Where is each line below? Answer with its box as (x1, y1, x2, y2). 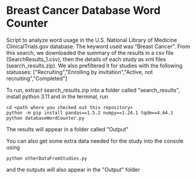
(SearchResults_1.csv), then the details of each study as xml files (6, 55, 167, 63)
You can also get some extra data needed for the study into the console (6, 137, 184, 145)
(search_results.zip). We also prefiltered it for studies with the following (6, 61, 183, 69)
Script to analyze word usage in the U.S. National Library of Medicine (6, 36, 177, 43)
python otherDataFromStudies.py (6, 155, 87, 162)
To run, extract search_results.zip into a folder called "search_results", (6, 86, 180, 93)
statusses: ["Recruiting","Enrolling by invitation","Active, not (6, 68, 153, 75)
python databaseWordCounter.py (6, 115, 85, 121)
